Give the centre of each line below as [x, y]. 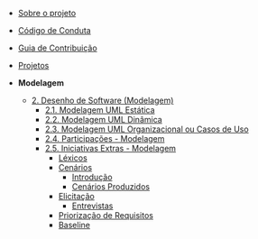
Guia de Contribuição [57, 48]
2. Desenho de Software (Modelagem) [102, 100]
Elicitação [76, 196]
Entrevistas [92, 206]
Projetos [33, 65]
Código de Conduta [55, 30]
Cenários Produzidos [111, 187]
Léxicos [73, 158]
